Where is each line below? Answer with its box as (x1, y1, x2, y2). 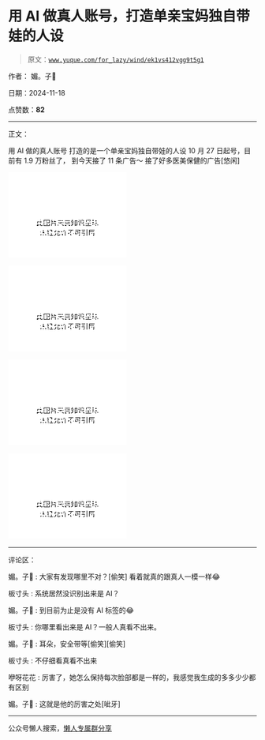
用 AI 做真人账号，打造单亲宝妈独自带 (8, 7, 251, 25)
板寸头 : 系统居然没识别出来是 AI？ (8, 588, 120, 598)
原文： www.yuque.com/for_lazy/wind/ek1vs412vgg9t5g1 (27, 54, 204, 64)
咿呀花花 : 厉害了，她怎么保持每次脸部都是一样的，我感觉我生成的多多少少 (8, 672, 249, 682)
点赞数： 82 (8, 104, 45, 115)
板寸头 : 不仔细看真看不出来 (8, 655, 97, 665)
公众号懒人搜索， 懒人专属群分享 (8, 723, 112, 733)
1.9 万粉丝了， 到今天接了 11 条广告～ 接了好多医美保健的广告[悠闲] (23, 156, 241, 165)
